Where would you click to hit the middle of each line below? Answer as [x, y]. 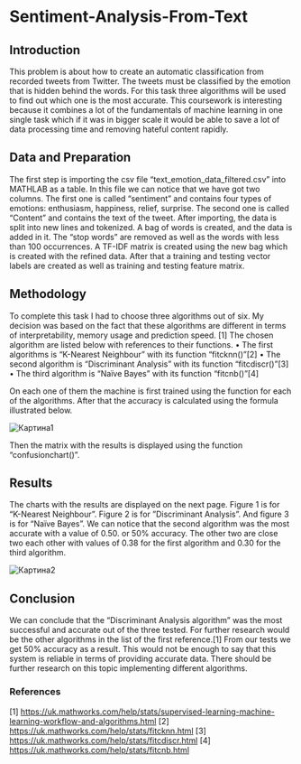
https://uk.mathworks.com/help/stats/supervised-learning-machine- [147, 712]
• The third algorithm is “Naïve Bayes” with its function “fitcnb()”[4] [134, 373]
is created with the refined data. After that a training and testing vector [140, 256]
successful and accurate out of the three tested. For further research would [150, 630]
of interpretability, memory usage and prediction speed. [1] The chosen [141, 335]
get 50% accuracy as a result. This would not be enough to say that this [143, 649]
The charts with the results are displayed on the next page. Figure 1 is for [145, 505]
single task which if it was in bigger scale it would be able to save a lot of [145, 120]
